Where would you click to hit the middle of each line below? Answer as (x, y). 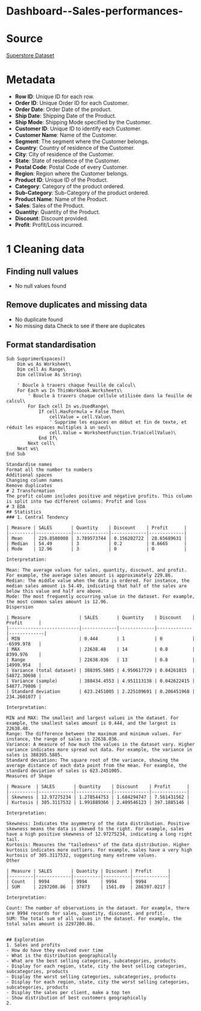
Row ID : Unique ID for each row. (54, 97)
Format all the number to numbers (50, 470)
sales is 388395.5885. (35, 755)
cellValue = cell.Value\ (80, 417)
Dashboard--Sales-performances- (95, 11)
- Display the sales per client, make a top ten (68, 992)
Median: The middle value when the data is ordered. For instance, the (98, 581)
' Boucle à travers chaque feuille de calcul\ (76, 385)
